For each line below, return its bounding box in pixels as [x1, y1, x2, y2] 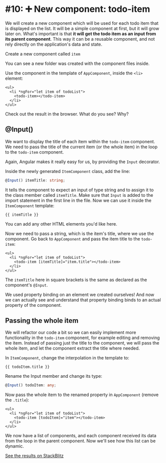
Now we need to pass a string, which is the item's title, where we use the [5, 231, 154, 236]
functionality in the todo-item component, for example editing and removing [5, 335, 160, 341]
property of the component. [5, 302, 62, 308]
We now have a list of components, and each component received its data [5, 433, 157, 439]
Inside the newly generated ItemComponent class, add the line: [5, 168, 130, 174]
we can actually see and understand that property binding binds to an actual [5, 296, 161, 303]
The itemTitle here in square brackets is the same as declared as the [5, 277, 147, 283]
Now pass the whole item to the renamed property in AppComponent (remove [5, 392, 159, 398]
